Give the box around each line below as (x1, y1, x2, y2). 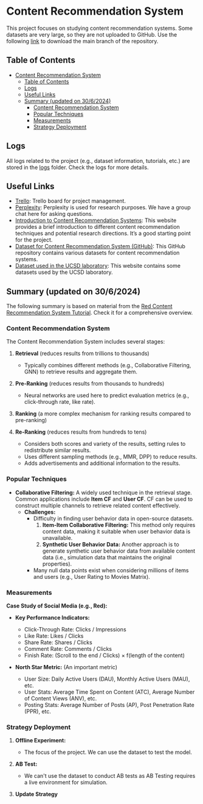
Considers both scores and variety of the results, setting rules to (24, 440, 186, 448)
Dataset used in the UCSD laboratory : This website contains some (15, 262, 181, 270)
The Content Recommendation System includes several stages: (6, 338, 165, 345)
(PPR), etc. (24, 708, 52, 715)
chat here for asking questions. (15, 210, 93, 218)
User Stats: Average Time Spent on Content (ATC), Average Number (24, 688, 195, 696)
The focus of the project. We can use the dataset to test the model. (24, 748, 193, 756)
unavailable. (42, 534, 73, 541)
